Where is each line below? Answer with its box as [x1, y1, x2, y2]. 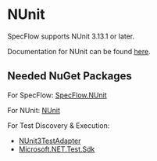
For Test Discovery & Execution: [7, 120, 110, 130]
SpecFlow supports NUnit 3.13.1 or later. [7, 31, 135, 41]
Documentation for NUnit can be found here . [7, 46, 151, 56]
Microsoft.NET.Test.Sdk [18, 144, 95, 154]
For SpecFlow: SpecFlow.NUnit [7, 90, 107, 100]
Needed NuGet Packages [7, 69, 132, 83]
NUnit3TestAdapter [18, 136, 81, 145]
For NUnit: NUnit [7, 105, 60, 115]
